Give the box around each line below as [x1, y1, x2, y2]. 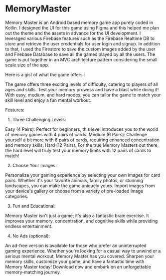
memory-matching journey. [5, 269, 61, 275]
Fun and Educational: [12, 203, 56, 209]
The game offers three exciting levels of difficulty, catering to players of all [5, 81, 158, 87]
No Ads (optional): [12, 233, 50, 239]
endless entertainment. [5, 223, 53, 229]
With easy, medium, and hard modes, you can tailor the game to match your [5, 92, 161, 98]
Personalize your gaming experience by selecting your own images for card [5, 172, 161, 178]
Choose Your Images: [12, 162, 57, 168]
